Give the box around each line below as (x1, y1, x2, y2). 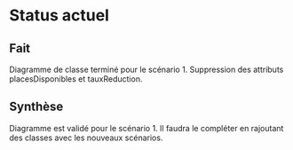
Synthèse (9, 99, 64, 114)
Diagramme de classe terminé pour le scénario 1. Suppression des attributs (9, 64, 284, 75)
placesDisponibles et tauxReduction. (9, 74, 143, 84)
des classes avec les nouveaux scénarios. (9, 132, 163, 143)
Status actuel (9, 5, 109, 26)
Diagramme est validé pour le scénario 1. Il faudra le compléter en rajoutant (9, 122, 284, 133)
